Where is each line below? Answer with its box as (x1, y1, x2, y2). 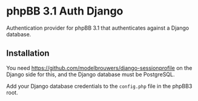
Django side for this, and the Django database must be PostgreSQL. (6, 71, 175, 78)
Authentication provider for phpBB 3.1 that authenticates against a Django (6, 24, 190, 31)
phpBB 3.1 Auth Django (6, 4, 124, 18)
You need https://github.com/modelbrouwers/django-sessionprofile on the (6, 64, 193, 71)
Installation (6, 48, 50, 59)
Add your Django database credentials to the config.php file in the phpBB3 (6, 82, 193, 90)
